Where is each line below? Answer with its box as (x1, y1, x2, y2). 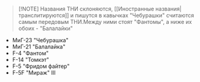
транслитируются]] (18, 12, 69, 19)
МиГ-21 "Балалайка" (12, 43, 66, 50)
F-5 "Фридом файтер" (12, 62, 70, 70)
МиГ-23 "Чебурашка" (12, 37, 69, 43)
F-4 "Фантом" (12, 50, 49, 57)
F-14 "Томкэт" (12, 56, 50, 63)
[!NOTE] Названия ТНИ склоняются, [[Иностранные (18, 6, 155, 12)
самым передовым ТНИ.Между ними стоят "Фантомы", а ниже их (18, 18, 192, 25)
